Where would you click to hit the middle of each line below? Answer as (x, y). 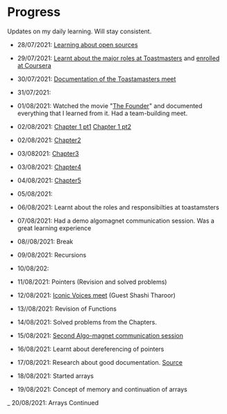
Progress (34, 12)
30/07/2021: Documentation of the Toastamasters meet (96, 79)
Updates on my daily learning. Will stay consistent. (79, 31)
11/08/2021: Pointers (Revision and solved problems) (92, 282)
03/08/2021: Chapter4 (49, 166)
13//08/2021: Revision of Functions (67, 309)
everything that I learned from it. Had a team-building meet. (102, 113)
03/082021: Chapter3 (48, 153)
